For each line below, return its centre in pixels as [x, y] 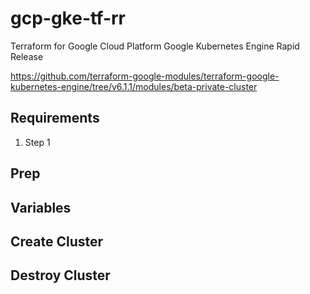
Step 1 [37, 142]
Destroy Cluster [60, 275]
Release [27, 56]
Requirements [55, 118]
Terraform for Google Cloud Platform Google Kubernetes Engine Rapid [155, 46]
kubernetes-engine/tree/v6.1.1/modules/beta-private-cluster [134, 86]
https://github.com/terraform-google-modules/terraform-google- [145, 76]
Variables [41, 207]
